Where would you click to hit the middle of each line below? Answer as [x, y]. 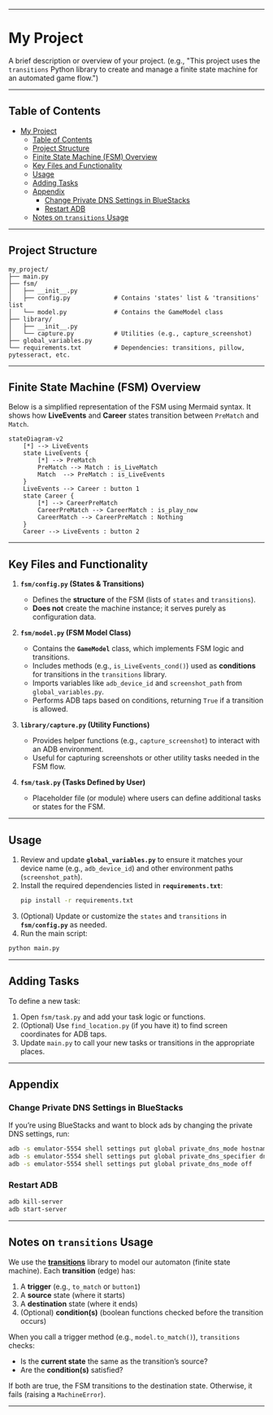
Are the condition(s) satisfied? [71, 1369]
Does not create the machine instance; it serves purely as [129, 608]
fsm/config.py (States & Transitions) [82, 584]
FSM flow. [49, 767]
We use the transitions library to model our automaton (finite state [119, 1262]
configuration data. [64, 617]
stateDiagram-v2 [36, 439]
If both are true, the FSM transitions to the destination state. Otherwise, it [130, 1386]
